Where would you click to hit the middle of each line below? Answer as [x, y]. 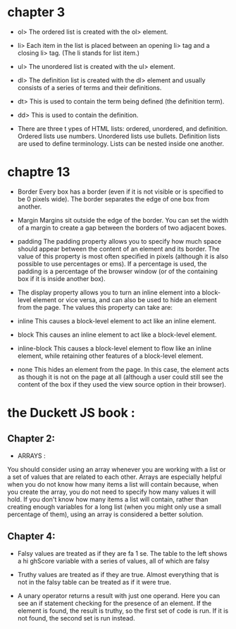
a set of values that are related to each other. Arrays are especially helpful [114, 477]
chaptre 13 [39, 172]
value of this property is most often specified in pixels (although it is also [123, 256]
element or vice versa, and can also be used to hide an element [125, 299]
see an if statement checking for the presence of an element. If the [114, 603]
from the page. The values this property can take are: [95, 307]
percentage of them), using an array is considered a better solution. [105, 514]
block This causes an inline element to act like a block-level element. [117, 335]
